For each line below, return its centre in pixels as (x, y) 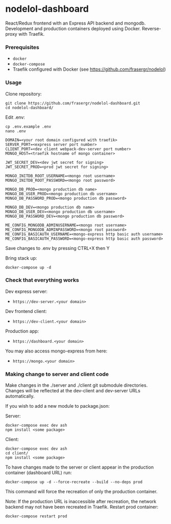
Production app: (22, 331)
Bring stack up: (21, 258)
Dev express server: (26, 291)
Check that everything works (42, 280)
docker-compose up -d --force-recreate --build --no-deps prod (74, 482)
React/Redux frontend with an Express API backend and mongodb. (76, 23)
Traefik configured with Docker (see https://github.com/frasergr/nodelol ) (89, 69)
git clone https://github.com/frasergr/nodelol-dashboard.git (73, 103)
